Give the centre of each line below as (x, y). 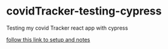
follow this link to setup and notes (48, 39)
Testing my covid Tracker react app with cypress (67, 28)
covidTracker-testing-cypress (84, 11)
